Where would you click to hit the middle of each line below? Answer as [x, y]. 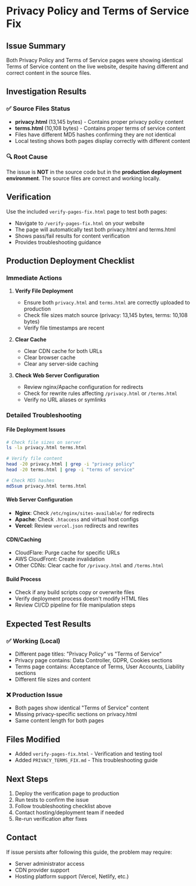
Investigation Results [46, 92]
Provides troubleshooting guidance [58, 242]
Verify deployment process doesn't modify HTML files [82, 599]
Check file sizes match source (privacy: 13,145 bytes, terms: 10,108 [106, 315]
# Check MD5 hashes [30, 480]
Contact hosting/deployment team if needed [69, 812]
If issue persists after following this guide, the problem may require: [89, 852]
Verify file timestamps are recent [64, 328]
